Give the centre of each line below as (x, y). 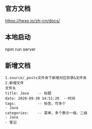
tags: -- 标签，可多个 (36, 104)
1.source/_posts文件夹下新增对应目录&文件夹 (46, 78)
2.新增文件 (15, 83)
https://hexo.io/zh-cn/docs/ (33, 20)
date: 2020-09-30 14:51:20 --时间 (40, 98)
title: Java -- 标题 (28, 94)
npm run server (20, 49)
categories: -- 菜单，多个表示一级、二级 (46, 113)
